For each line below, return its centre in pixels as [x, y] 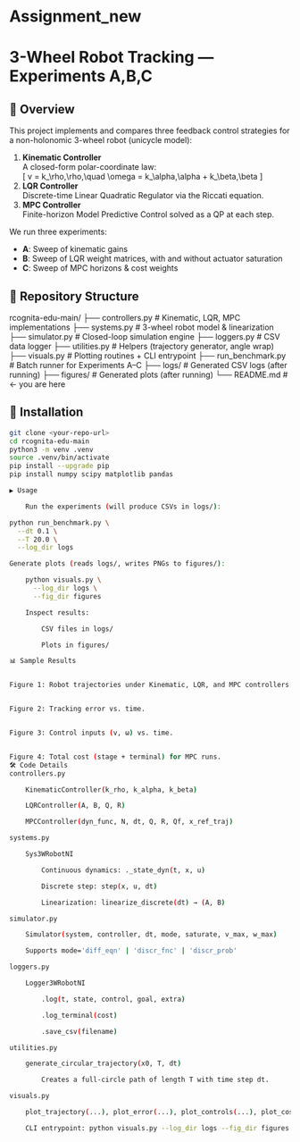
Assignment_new [75, 17]
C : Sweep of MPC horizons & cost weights [100, 268]
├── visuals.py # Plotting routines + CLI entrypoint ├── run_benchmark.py [148, 356]
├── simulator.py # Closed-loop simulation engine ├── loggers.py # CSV [145, 336]
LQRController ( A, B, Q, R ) [75, 806]
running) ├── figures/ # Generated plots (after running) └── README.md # [149, 374]
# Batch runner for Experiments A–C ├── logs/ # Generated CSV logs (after [148, 365]
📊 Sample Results [43, 661]
